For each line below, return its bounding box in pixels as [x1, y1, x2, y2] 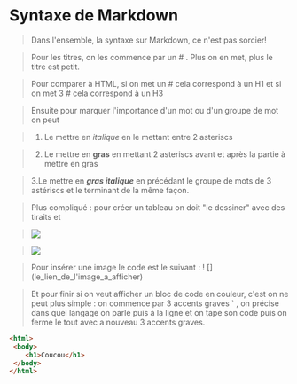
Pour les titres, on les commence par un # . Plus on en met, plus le [30, 51, 273, 62]
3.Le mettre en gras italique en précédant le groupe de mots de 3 [30, 175, 272, 186]
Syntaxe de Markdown [9, 5, 179, 26]
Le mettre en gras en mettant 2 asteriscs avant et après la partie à [43, 148, 286, 160]
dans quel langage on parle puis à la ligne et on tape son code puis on [30, 307, 288, 317]
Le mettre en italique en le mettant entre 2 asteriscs [43, 131, 233, 142]
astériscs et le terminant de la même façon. [30, 184, 190, 195]
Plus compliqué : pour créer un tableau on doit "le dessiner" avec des [30, 201, 285, 213]
